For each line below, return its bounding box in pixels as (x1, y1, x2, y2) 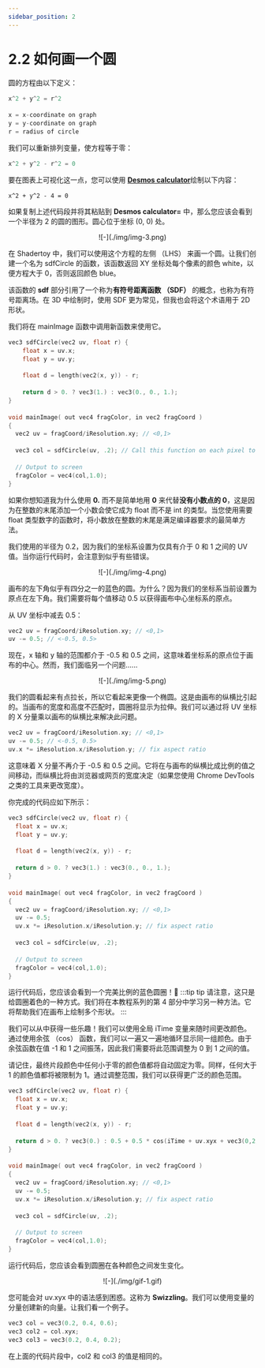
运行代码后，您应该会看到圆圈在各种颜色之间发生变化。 (8, 1260, 188, 1270)
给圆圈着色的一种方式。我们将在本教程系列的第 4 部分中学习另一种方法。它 (8, 997, 252, 1006)
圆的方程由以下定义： (8, 77, 77, 87)
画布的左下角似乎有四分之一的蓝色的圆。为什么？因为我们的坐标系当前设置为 (8, 583, 257, 593)
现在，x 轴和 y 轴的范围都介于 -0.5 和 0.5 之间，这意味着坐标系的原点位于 (8, 650, 247, 660)
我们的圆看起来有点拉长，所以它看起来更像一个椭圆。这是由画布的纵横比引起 (8, 692, 257, 702)
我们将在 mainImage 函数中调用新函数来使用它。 (8, 321, 166, 331)
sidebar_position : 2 (8, 13, 77, 21)
